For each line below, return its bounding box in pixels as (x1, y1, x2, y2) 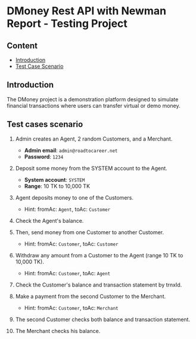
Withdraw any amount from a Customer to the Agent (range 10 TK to (15, 251, 183, 259)
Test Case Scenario (15, 63, 64, 70)
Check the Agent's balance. (15, 217, 84, 224)
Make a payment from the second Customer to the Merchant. (15, 293, 166, 300)
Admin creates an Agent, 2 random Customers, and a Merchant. (15, 135, 173, 142)
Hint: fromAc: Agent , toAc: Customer (24, 206, 111, 213)
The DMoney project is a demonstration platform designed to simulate (7, 95, 179, 102)
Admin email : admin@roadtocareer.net (24, 147, 118, 154)
